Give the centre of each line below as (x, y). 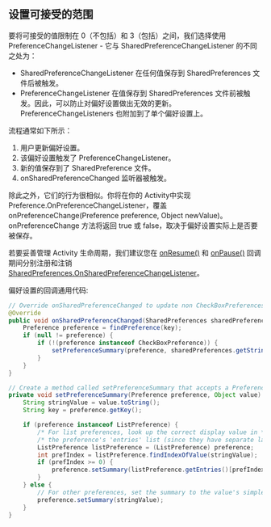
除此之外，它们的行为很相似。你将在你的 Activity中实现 (100, 195)
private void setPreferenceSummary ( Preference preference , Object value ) (135, 395)
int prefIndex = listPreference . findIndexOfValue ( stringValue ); (148, 455)
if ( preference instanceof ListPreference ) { (101, 425)
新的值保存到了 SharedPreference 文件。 (88, 167)
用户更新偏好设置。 (52, 147)
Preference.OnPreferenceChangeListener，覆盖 (88, 205)
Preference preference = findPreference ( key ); (102, 328)
